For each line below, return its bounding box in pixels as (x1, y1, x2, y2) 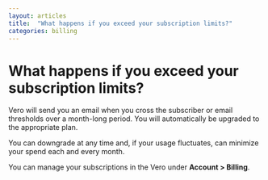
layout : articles (8, 11, 67, 20)
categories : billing (8, 27, 78, 35)
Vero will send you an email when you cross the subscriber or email (8, 106, 233, 115)
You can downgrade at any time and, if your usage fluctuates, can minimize (8, 138, 259, 148)
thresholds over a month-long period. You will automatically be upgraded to (8, 114, 260, 123)
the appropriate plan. (8, 123, 78, 132)
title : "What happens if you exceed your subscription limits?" (8, 19, 232, 27)
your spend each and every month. (8, 147, 125, 157)
